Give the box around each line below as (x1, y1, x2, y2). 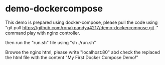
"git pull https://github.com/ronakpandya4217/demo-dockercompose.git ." (5, 24, 159, 30)
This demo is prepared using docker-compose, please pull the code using (5, 19, 158, 25)
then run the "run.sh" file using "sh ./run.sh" (5, 39, 96, 45)
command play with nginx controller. (5, 30, 80, 36)
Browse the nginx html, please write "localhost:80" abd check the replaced (5, 49, 160, 55)
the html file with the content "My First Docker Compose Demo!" (5, 54, 139, 60)
